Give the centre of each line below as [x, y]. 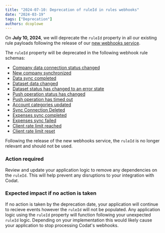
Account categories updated [42, 105]
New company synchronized [42, 73]
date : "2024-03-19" [25, 14]
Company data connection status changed [56, 68]
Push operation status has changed [49, 94]
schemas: [15, 58]
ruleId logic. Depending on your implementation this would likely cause [79, 220]
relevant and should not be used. [39, 146]
